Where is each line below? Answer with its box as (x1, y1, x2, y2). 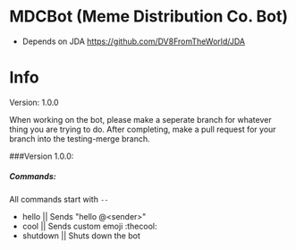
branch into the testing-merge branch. (9, 133, 150, 144)
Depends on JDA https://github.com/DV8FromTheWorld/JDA (21, 36, 246, 47)
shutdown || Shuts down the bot (21, 230, 141, 241)
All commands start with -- (9, 194, 109, 204)
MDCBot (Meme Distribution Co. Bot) (9, 6, 289, 27)
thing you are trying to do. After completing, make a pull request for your (9, 124, 276, 134)
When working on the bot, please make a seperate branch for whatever (9, 114, 272, 125)
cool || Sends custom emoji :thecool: (21, 220, 157, 231)
